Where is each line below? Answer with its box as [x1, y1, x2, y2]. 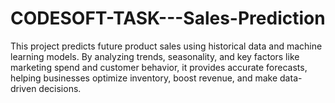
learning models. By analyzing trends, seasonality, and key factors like [10, 50, 300, 62]
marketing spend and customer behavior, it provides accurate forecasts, [10, 61, 308, 73]
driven [10, 82, 37, 94]
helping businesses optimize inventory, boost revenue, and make [10, 72, 278, 84]
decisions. [38, 82, 82, 94]
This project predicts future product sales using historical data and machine [10, 40, 323, 52]
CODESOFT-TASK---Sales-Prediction [10, 7, 326, 30]
